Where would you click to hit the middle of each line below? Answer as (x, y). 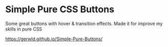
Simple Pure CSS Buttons (60, 9)
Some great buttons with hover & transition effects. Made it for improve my (84, 24)
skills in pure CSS (24, 29)
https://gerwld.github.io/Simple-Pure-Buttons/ (54, 39)
